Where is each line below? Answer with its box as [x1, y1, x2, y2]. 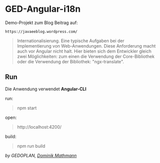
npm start [17, 105, 37, 111]
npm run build [17, 143, 46, 149]
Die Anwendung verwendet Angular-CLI [5, 86, 87, 92]
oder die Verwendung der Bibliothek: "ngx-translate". [17, 58, 124, 64]
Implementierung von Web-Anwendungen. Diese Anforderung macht [17, 43, 156, 49]
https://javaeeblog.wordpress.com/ [5, 29, 78, 34]
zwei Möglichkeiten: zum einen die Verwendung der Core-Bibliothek [17, 53, 155, 59]
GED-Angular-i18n [5, 3, 81, 15]
